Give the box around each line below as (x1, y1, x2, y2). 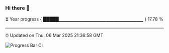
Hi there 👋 (5, 4, 30, 11)
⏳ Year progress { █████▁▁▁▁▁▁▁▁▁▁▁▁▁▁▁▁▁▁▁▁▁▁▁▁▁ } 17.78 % (5, 16, 163, 22)
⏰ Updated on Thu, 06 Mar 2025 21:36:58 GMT (5, 32, 104, 38)
